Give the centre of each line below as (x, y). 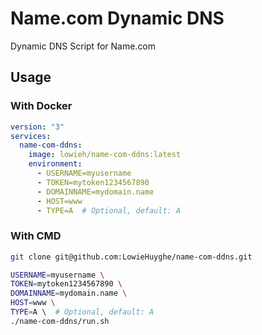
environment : (55, 164)
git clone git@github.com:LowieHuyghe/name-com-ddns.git (131, 257)
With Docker (41, 106)
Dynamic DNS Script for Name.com (83, 46)
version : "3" (37, 127)
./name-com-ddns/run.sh (60, 321)
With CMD (36, 236)
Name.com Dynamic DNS (117, 18)
